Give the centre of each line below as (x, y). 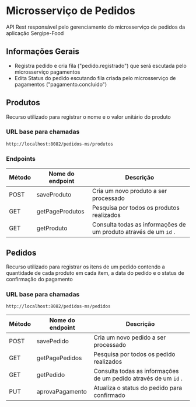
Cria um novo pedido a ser (130, 337)
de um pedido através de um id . (138, 378)
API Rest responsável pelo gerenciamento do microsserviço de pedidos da (96, 27)
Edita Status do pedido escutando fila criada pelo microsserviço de (95, 78)
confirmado (109, 395)
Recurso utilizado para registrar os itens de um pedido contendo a (85, 267)
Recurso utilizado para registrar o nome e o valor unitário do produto (88, 117)
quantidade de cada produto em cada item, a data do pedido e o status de (95, 273)
